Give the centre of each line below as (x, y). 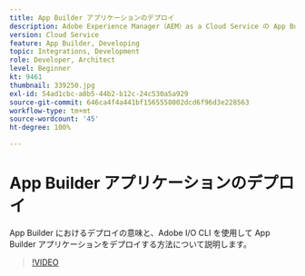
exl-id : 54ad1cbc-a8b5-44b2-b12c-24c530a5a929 (99, 94)
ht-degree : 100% (40, 128)
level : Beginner (40, 69)
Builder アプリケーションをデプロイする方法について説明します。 (131, 244)
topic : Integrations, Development (75, 52)
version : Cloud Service (54, 34)
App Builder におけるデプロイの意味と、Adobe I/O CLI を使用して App (140, 232)
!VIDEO (45, 262)
